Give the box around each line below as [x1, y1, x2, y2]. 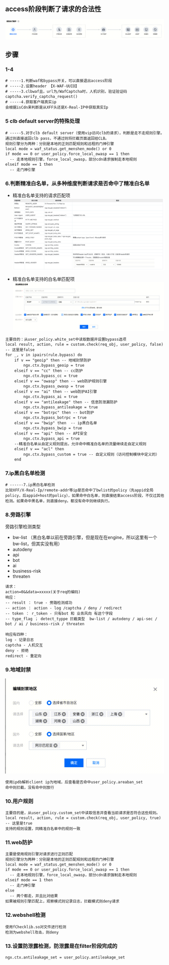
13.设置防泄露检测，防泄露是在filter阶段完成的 [5, 942, 118, 949]
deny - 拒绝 [5, 648, 29, 653]
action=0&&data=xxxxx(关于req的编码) [5, 590, 81, 595]
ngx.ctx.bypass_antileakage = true [23, 405, 98, 410]
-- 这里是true [5, 821, 33, 826]
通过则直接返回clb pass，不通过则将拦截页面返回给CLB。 [5, 136, 109, 141]
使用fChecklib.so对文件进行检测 [5, 924, 67, 930]
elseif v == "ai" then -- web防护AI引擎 [14, 389, 97, 394]
